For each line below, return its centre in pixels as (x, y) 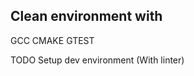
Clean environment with (86, 16)
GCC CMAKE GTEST (52, 40)
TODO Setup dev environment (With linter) (97, 60)
